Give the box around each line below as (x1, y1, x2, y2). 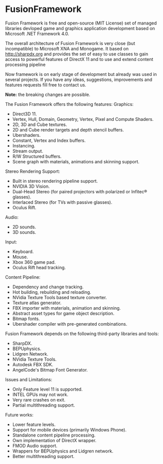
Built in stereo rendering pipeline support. (12, 178, 98, 184)
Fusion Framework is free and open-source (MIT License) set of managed (5, 20, 157, 26)
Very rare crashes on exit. (12, 397, 66, 403)
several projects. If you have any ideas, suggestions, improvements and (5, 76, 153, 82)
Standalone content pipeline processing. (12, 432, 96, 438)
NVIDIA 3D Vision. (12, 183, 50, 189)
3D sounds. (12, 229, 36, 235)
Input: (5, 239, 17, 245)
